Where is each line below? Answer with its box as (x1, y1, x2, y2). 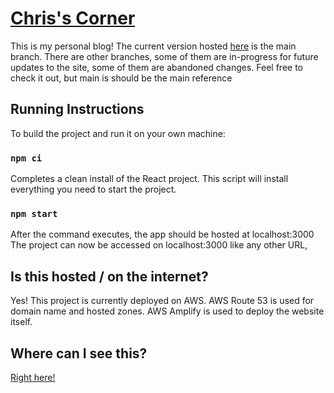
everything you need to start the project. (10, 183, 177, 196)
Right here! (10, 371, 56, 383)
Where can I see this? (10, 345, 148, 362)
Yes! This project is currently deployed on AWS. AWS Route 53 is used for (10, 295, 315, 307)
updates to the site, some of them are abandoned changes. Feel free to (10, 61, 304, 73)
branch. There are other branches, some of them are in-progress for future (10, 50, 319, 62)
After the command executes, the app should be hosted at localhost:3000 (10, 228, 315, 241)
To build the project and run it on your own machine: (10, 127, 226, 139)
